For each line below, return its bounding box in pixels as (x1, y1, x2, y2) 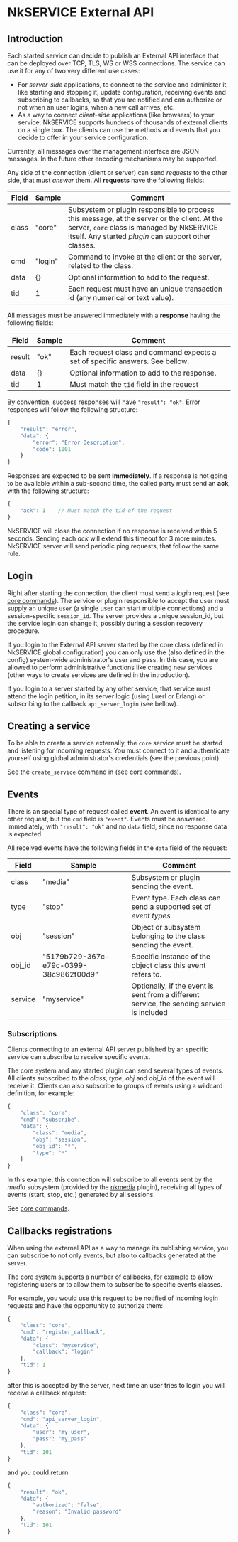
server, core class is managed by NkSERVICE (68, 223, 218, 232)
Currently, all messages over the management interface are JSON (7, 147, 200, 155)
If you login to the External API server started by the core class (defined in (7, 640, 223, 649)
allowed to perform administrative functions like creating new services (7, 663, 212, 671)
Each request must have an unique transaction (68, 284, 223, 294)
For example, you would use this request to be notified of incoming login (7, 1294, 218, 1302)
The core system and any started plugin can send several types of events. (7, 1066, 224, 1075)
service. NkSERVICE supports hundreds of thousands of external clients (17, 118, 228, 127)
